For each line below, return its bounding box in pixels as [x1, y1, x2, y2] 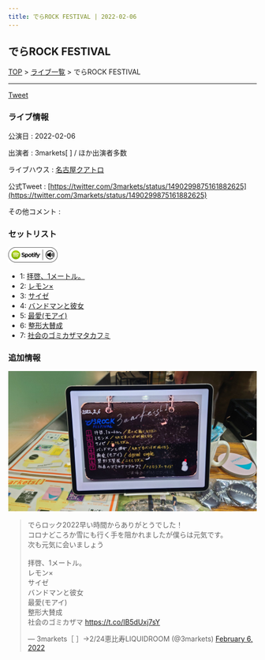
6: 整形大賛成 [19, 321, 63, 331]
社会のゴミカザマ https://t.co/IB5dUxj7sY [27, 617, 160, 627]
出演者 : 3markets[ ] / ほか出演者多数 [8, 148, 128, 157]
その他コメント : [8, 206, 61, 216]
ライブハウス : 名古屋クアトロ [8, 164, 104, 174]
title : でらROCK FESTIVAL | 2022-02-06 [8, 13, 137, 21]
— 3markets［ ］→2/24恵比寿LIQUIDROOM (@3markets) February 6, [27, 634, 253, 643]
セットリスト [8, 228, 58, 239]
